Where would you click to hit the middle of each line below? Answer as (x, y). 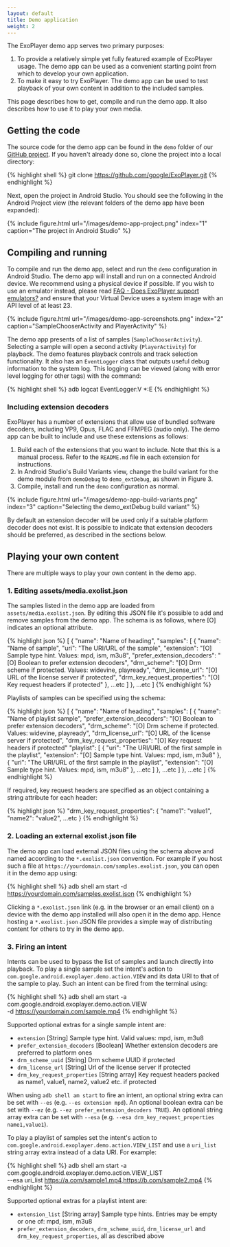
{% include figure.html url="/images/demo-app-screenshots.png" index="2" (115, 319)
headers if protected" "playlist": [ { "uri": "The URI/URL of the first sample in (114, 748)
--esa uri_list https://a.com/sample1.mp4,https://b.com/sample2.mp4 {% (110, 1180)
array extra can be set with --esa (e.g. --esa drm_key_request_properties (111, 1117)
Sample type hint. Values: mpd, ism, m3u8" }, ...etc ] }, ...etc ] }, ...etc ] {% (112, 769)
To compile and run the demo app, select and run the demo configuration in (112, 269)
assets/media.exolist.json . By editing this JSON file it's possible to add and (115, 613)
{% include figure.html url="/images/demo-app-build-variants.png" (102, 499)
